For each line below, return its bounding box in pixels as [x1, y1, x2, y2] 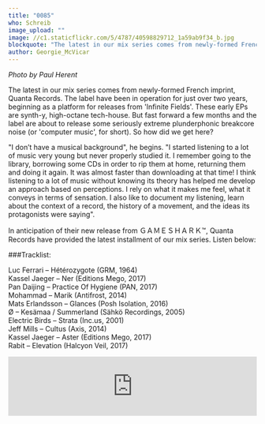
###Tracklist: [8, 250, 51, 259]
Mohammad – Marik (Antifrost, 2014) [8, 291, 128, 300]
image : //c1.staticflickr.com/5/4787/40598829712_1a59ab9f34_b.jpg [8, 33, 235, 42]
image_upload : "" [8, 26, 65, 34]
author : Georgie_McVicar [8, 48, 90, 56]
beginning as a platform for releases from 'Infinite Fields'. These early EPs [8, 102, 248, 111]
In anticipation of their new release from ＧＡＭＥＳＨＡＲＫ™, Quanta [8, 226, 234, 235]
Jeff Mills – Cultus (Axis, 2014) [8, 325, 107, 333]
